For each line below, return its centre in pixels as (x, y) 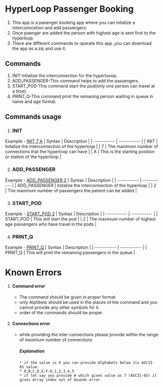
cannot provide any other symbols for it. (59, 307)
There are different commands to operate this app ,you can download (82, 43)
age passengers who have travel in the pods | (51, 224)
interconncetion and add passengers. (50, 27)
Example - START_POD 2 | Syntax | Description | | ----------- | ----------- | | (81, 214)
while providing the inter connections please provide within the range (89, 334)
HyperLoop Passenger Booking (69, 9)
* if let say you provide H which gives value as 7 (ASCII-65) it (88, 375)
